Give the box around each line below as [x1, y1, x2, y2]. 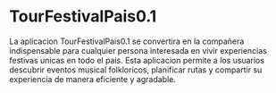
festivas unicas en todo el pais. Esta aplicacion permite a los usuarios [9, 55, 265, 65]
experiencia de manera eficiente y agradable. [9, 73, 177, 84]
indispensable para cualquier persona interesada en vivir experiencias [9, 45, 268, 55]
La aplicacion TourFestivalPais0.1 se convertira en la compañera [9, 36, 245, 46]
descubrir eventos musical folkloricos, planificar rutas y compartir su [9, 64, 263, 75]
